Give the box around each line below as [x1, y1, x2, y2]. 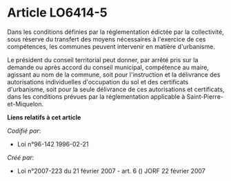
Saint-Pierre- [186, 92, 224, 101]
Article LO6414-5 [7, 5, 108, 21]
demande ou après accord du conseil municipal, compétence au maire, [7, 63, 209, 71]
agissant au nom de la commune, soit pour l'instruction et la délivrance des [7, 70, 221, 79]
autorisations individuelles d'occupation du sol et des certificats [7, 77, 189, 86]
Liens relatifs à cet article [7, 113, 81, 122]
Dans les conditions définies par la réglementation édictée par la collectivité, [7, 28, 224, 36]
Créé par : [7, 153, 34, 162]
